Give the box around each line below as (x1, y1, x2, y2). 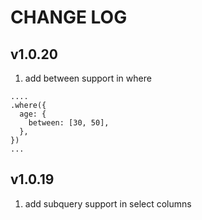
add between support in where (24, 72, 152, 84)
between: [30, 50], (28, 118, 110, 128)
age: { (19, 109, 47, 119)
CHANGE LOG (10, 6, 128, 29)
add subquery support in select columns (24, 197, 192, 210)
